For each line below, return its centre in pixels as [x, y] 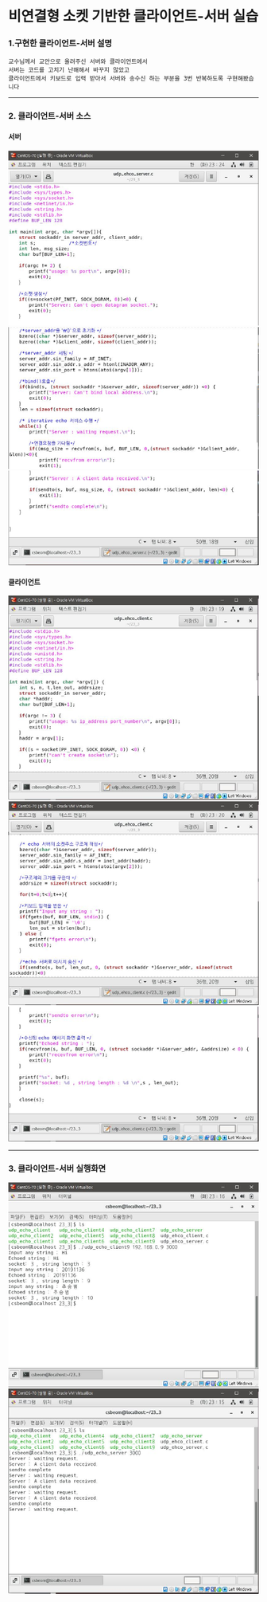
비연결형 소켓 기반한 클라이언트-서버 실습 [133, 16]
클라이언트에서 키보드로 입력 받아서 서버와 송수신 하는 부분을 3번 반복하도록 [116, 79]
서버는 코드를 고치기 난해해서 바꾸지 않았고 [69, 70]
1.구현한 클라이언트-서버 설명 [60, 43]
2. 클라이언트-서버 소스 [50, 116]
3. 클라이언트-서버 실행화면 [57, 1168]
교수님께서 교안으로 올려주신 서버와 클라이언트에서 [78, 62]
